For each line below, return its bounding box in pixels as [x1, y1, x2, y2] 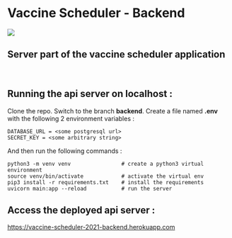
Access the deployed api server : [7, 204, 156, 216]
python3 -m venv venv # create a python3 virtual [7, 160, 204, 167]
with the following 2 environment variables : [7, 114, 135, 123]
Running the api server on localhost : [7, 88, 173, 100]
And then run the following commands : [7, 147, 122, 155]
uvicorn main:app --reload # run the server [7, 185, 173, 192]
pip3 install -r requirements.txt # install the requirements [7, 178, 204, 186]
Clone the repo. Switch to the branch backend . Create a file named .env [7, 106, 218, 115]
